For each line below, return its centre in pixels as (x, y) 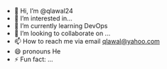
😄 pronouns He (37, 51)
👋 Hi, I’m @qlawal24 (43, 11)
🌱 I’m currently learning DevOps (61, 26)
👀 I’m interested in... (43, 18)
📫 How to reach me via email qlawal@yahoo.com (87, 41)
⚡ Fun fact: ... (33, 59)
